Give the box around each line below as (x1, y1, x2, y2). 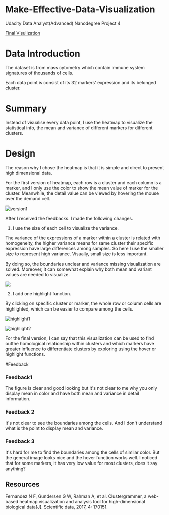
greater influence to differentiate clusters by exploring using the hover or (5, 346, 156, 352)
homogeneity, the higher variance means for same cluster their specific (5, 240, 154, 246)
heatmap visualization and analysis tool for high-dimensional (19, 499, 145, 505)
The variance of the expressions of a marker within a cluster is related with (5, 235, 160, 241)
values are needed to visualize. (5, 271, 70, 277)
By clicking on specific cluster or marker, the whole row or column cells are (5, 300, 161, 306)
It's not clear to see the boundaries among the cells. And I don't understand (5, 420, 162, 426)
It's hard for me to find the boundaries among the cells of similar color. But (5, 449, 160, 455)
